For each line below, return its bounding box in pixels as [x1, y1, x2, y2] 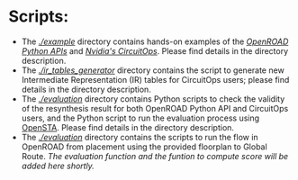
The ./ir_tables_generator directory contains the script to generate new [21, 65, 284, 76]
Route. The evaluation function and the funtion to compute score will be [21, 150, 289, 161]
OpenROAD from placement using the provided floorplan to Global [21, 141, 267, 152]
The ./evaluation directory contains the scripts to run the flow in [21, 131, 258, 142]
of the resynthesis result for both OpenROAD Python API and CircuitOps [21, 103, 289, 113]
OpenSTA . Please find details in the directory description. [21, 121, 235, 132]
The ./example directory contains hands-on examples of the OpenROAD [21, 36, 289, 47]
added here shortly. [21, 160, 95, 171]
